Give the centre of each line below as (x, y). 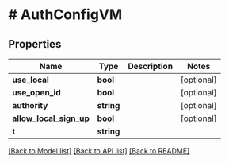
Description (150, 66)
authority (30, 105)
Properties (35, 44)
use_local (31, 80)
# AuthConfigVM (65, 15)
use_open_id (36, 93)
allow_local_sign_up (51, 118)
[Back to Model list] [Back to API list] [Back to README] (99, 151)
